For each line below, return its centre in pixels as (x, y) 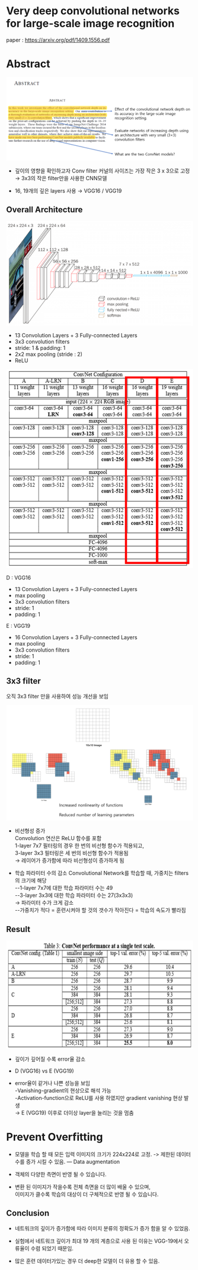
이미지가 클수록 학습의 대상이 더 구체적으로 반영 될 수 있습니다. (87, 1194)
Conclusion (28, 1213)
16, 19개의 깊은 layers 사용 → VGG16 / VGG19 (68, 190)
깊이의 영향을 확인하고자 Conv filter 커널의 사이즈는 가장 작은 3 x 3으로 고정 (102, 171)
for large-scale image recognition (90, 23)
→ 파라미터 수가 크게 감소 (44, 903)
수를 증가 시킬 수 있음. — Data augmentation (67, 1161)
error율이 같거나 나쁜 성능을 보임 (52, 1083)
